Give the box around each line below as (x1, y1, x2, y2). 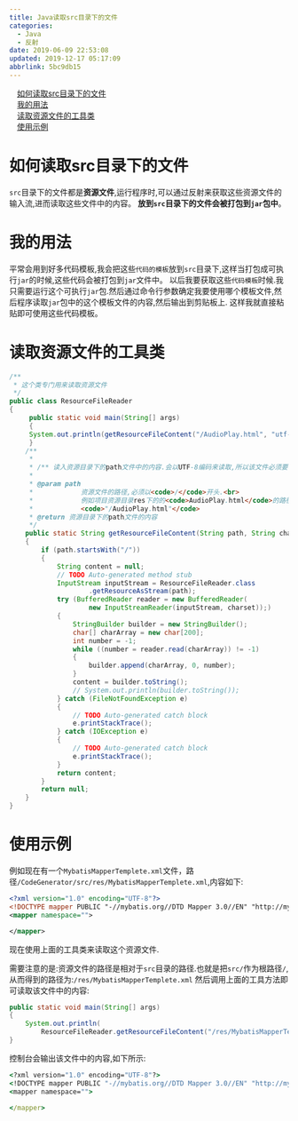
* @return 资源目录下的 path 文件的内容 (28, 513, 158, 521)
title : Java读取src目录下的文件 (9, 12, 118, 22)
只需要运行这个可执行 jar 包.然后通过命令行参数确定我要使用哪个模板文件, (9, 285, 275, 296)
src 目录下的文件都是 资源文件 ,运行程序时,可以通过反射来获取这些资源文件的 (9, 187, 282, 197)
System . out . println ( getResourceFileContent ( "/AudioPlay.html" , (28, 430, 268, 439)
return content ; (56, 768, 117, 777)
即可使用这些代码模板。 (16, 307, 103, 318)
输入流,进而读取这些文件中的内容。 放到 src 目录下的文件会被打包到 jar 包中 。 (9, 197, 286, 209)
